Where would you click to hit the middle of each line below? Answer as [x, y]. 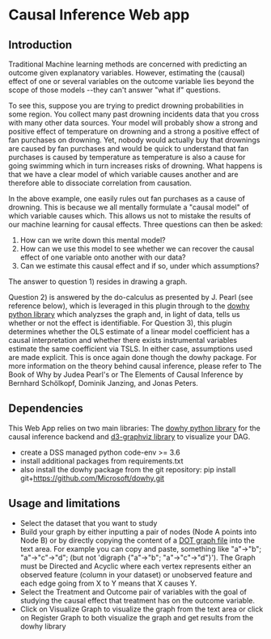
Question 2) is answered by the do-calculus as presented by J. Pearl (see [131, 297]
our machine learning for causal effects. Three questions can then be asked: [135, 224]
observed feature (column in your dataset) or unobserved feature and [136, 574]
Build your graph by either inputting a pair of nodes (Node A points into [138, 531]
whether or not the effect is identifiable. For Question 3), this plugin [120, 323]
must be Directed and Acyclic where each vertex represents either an [136, 566]
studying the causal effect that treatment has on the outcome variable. [137, 600]
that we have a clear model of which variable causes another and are [123, 174]
